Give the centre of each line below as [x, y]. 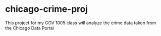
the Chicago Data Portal [29, 28]
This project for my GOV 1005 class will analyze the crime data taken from [80, 23]
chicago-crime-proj [47, 9]
